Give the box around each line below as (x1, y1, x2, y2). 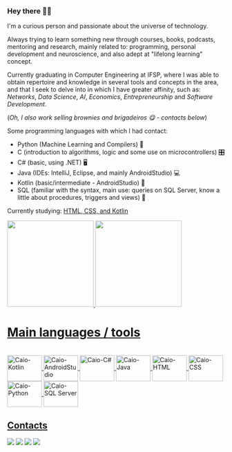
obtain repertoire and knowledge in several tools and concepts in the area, (7, 78, 219, 86)
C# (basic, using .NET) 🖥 (17, 158, 88, 167)
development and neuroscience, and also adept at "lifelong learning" (7, 50, 203, 58)
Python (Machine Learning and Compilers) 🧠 (17, 140, 144, 149)
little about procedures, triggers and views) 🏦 (17, 194, 146, 202)
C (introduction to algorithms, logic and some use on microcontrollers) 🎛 (17, 148, 225, 156)
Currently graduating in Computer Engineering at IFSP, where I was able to (7, 70, 220, 79)
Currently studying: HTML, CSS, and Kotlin (7, 207, 128, 215)
